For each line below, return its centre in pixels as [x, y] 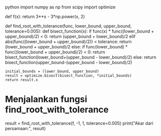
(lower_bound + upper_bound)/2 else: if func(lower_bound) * [66, 47]
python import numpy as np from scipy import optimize [60, 7]
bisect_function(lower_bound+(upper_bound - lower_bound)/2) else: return [81, 57]
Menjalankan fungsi [46, 99]
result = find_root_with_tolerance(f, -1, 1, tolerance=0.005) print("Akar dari [79, 123]
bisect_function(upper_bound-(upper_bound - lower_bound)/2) [69, 62]
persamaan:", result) [26, 128]
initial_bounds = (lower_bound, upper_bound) [52, 71]
